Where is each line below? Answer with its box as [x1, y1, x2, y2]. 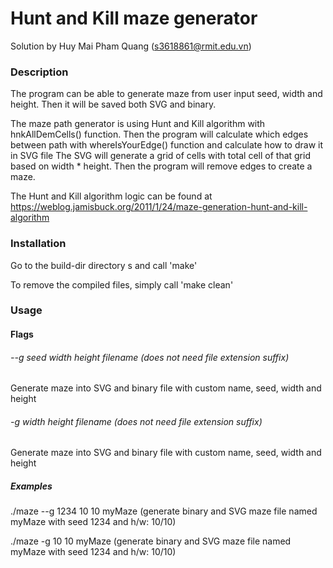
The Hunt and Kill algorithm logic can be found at [10, 190, 213, 202]
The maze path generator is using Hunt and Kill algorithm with [10, 118, 266, 130]
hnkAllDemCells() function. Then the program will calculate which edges [10, 128, 309, 141]
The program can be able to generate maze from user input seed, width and [10, 88, 323, 100]
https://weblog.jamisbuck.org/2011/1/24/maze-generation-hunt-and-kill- [10, 201, 308, 213]
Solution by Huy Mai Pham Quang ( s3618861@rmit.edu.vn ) [10, 40, 252, 52]
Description [10, 65, 69, 79]
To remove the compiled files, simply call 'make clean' [10, 278, 234, 291]
